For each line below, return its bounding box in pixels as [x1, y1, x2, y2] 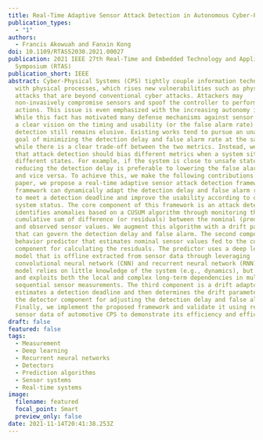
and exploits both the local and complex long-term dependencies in [15, 274, 243, 282]
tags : [8, 333, 26, 340]
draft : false [8, 318, 51, 325]
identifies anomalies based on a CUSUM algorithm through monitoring [15, 209, 247, 216]
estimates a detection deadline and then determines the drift [15, 289, 225, 296]
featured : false [8, 325, 61, 333]
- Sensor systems [15, 376, 72, 384]
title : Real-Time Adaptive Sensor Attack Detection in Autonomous [8, 11, 229, 20]
